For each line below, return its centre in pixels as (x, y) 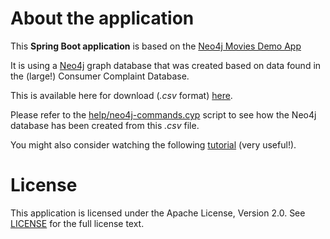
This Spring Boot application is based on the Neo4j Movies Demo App (156, 46)
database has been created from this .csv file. (105, 125)
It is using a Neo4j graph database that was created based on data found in (166, 65)
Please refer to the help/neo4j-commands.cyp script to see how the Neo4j (163, 114)
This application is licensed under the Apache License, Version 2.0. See (158, 213)
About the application (102, 18)
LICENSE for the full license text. (77, 223)
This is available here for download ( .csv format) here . (121, 95)
